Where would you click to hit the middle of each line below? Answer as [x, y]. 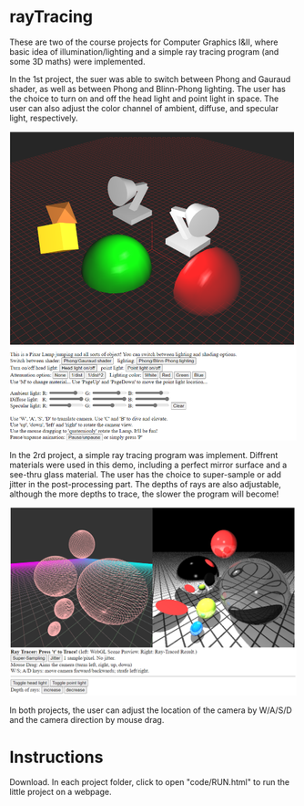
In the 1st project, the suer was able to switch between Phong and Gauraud [150, 79]
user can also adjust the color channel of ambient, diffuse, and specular [144, 108]
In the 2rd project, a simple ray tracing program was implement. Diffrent [144, 455]
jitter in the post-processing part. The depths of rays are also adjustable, [146, 485]
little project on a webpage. [61, 792]
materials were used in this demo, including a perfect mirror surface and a [148, 465]
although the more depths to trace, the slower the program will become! [144, 494]
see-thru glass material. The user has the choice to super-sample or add [146, 475]
